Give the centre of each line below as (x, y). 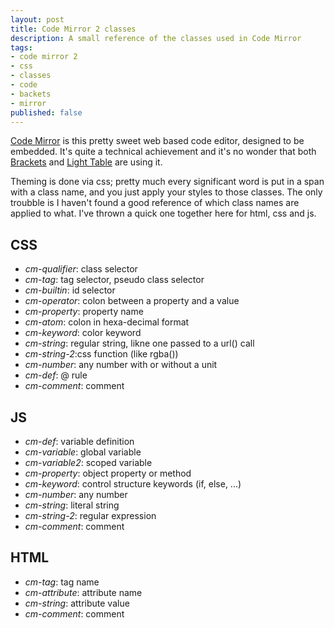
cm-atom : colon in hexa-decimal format (107, 322)
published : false (46, 112)
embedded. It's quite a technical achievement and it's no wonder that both (163, 152)
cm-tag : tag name (62, 582)
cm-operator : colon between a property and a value (132, 301)
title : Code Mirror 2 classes (73, 29)
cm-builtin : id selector (70, 290)
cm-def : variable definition (79, 441)
